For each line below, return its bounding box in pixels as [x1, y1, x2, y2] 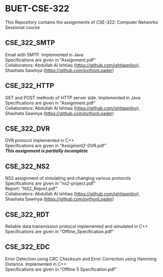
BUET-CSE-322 [5, 3, 70, 14]
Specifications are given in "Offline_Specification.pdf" [5, 229, 114, 234]
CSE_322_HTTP [5, 82, 54, 90]
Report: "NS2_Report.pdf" [5, 186, 58, 192]
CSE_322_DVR [5, 124, 50, 133]
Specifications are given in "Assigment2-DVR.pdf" [5, 143, 107, 149]
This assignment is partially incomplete [5, 148, 88, 154]
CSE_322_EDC [5, 243, 50, 251]
